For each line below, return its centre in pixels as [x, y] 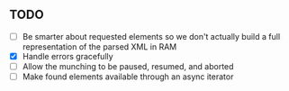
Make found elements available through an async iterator [128, 77]
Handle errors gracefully [68, 56]
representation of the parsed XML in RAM [99, 46]
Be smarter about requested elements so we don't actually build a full [151, 36]
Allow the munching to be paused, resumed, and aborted [128, 66]
